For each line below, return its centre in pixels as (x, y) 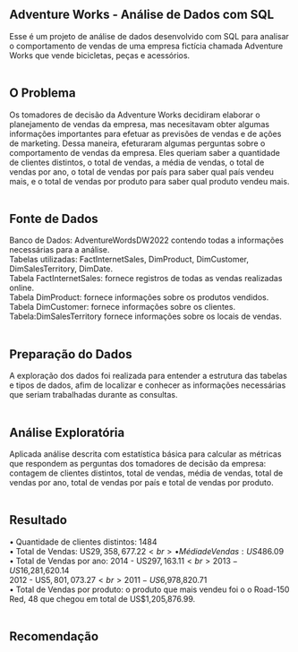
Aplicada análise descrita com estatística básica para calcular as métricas (145, 454)
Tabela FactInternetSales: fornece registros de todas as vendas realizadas (146, 279)
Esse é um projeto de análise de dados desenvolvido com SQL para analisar (149, 36)
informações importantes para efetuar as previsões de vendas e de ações (145, 133)
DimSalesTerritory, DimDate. (61, 269)
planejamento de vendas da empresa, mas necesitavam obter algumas (140, 124)
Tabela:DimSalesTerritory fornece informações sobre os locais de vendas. (145, 316)
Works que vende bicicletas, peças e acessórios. (100, 55)
